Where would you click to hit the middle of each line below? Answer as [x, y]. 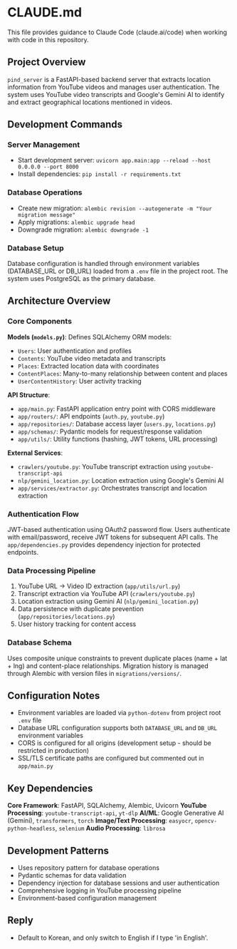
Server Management [44, 145]
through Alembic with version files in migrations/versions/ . [95, 673]
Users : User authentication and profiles [74, 351]
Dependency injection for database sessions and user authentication [118, 883]
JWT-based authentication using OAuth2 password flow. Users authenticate [119, 530]
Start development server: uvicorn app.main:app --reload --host [114, 160]
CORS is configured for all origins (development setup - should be [114, 743]
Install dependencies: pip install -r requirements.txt [99, 174]
